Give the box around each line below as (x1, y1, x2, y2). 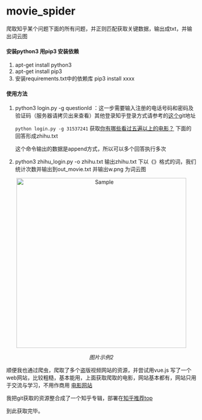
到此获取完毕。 (6, 407, 43, 415)
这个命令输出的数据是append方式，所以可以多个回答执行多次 (14, 145, 166, 152)
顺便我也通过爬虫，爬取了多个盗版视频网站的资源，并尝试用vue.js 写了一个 (6, 367, 192, 374)
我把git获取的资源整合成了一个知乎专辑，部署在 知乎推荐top (6, 395, 153, 402)
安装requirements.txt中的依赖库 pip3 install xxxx (14, 75, 134, 82)
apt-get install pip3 (14, 68, 62, 75)
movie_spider (6, 4, 76, 18)
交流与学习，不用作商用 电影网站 (11, 382, 92, 389)
